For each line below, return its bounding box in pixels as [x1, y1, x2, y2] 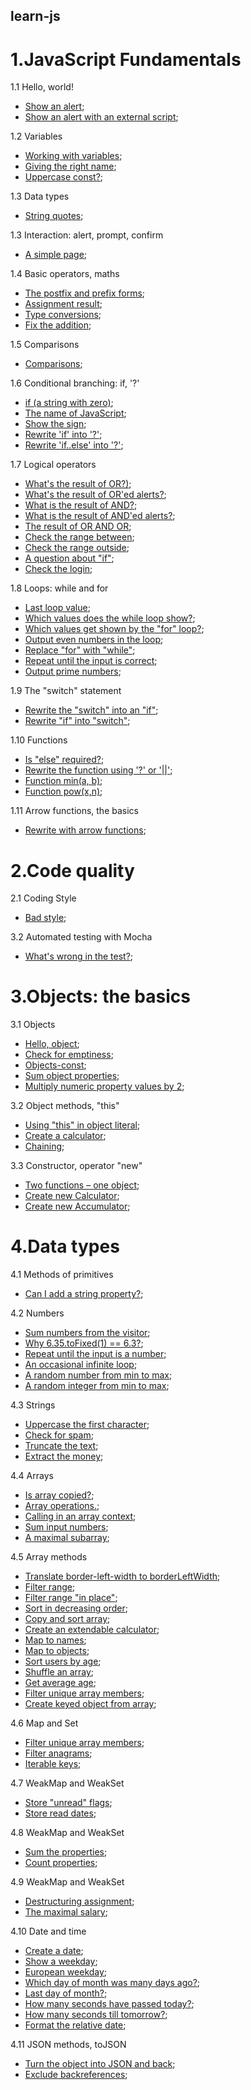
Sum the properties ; [24, 1846, 108, 1858]
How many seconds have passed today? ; [24, 1998, 195, 2010]
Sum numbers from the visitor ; [24, 1327, 151, 1339]
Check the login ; [24, 563, 93, 575]
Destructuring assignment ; [24, 1895, 135, 1908]
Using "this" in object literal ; [24, 1119, 141, 1131]
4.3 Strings [10, 1399, 56, 1411]
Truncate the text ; [24, 1440, 99, 1452]
